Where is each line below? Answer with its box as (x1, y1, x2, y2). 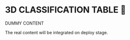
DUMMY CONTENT (5, 20, 44, 26)
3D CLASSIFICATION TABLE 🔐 (5, 4, 126, 15)
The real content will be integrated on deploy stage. (5, 29, 108, 35)
